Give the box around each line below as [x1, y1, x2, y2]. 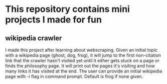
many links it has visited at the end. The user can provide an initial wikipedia [5, 68, 162, 74]
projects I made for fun [5, 14, 102, 25]
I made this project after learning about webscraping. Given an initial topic [5, 47, 158, 53]
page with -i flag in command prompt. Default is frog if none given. [5, 74, 143, 79]
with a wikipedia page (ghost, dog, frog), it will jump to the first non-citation [5, 52, 161, 58]
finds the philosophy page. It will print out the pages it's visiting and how [5, 63, 155, 69]
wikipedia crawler [5, 34, 62, 42]
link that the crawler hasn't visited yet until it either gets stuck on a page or [5, 58, 159, 63]
